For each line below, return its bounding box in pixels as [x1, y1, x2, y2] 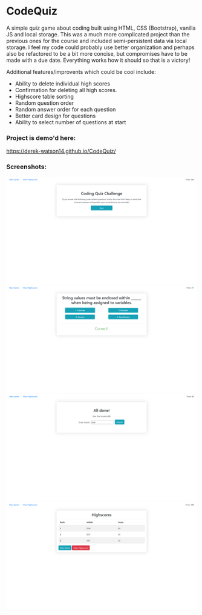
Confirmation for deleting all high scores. [15, 86, 117, 93]
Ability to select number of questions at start [15, 118, 126, 125]
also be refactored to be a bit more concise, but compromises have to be [6, 50, 188, 57]
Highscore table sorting [15, 93, 74, 100]
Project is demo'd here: [6, 133, 76, 142]
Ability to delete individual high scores [15, 80, 111, 87]
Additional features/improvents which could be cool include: [6, 68, 156, 75]
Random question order [15, 99, 74, 107]
